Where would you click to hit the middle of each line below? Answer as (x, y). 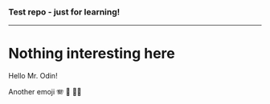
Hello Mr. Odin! (33, 76)
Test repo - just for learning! (64, 12)
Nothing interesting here (92, 54)
